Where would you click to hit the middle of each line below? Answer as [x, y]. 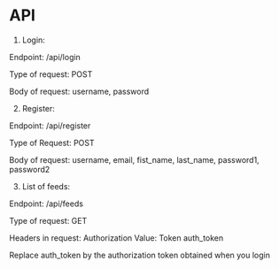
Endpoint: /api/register [50, 126]
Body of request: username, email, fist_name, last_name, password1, [134, 159]
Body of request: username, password [79, 91]
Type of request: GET [48, 220]
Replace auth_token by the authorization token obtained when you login [140, 255]
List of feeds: [46, 186]
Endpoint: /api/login [45, 57]
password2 [30, 169]
